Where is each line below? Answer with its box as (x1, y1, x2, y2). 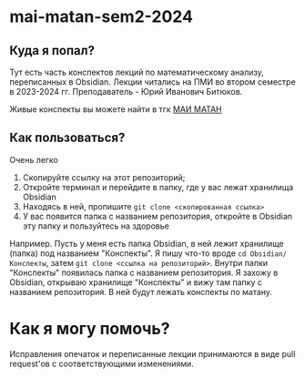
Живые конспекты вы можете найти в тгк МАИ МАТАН (9, 104, 223, 115)
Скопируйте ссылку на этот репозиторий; (22, 171, 186, 183)
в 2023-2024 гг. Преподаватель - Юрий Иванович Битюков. (9, 87, 243, 97)
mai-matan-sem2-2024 (9, 6, 194, 27)
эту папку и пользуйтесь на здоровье (22, 220, 170, 231)
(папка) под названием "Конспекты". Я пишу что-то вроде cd (9, 248, 247, 259)
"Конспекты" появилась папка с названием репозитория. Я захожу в (9, 267, 279, 278)
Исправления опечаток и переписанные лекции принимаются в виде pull (9, 348, 296, 359)
